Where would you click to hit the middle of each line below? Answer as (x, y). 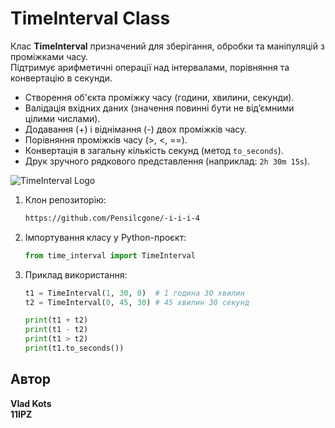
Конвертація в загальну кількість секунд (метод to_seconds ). (154, 150)
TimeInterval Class (90, 18)
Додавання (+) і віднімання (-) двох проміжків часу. (136, 129)
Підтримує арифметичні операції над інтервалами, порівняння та (150, 67)
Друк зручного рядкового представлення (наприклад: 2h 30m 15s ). (167, 161)
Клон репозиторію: (65, 199)
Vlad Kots (31, 403)
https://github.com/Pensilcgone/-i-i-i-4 (112, 218)
